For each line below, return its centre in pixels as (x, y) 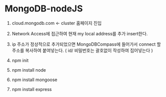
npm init (20, 60)
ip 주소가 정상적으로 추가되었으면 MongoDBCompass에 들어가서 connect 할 (86, 44)
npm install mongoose (35, 80)
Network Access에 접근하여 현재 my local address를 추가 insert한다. (80, 33)
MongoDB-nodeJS (44, 9)
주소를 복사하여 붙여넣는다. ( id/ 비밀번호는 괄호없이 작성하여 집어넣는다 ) (82, 50)
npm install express (32, 89)
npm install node (29, 70)
